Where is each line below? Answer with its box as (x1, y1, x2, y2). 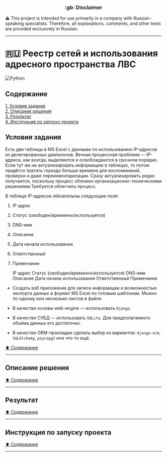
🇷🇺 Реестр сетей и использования (5, 48, 158, 59)
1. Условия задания (5, 103, 46, 109)
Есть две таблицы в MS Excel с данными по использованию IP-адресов (5, 146, 158, 152)
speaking (5, 20, 24, 26)
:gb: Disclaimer (64, 4, 103, 11)
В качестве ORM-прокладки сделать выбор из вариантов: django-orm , (12, 330, 161, 336)
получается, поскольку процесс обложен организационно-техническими (5, 178, 162, 184)
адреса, (5, 157, 22, 163)
